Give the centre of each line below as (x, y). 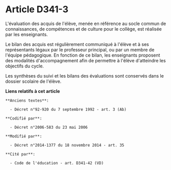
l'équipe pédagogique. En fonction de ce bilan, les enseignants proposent (83, 55)
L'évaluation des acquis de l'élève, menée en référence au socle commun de (86, 23)
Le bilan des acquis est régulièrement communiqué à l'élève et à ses (77, 44)
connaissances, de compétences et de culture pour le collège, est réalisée (84, 29)
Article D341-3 (37, 9)
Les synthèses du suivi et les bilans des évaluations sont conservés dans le (85, 76)
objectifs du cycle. (25, 66)
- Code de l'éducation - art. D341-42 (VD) (57, 163)
